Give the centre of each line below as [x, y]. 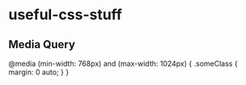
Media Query [42, 45]
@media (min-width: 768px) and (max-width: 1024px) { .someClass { [123, 63]
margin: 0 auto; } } [39, 72]
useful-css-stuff [66, 15]
